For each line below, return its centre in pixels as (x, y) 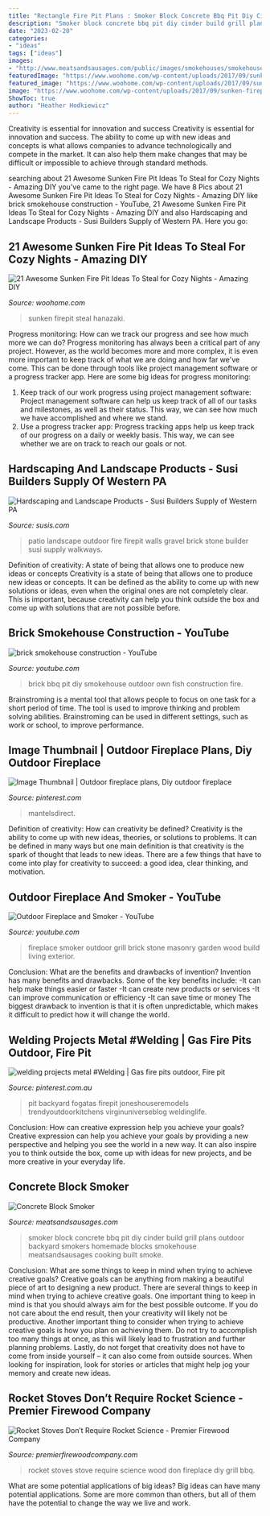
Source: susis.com (39, 525)
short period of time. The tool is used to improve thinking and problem (124, 708)
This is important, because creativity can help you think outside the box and (134, 599)
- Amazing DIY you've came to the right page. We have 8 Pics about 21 (126, 187)
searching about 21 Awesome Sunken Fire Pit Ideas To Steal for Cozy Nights (134, 179)
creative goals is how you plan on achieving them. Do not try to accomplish (133, 1330)
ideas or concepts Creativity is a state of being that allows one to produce (131, 574)
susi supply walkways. (65, 549)
